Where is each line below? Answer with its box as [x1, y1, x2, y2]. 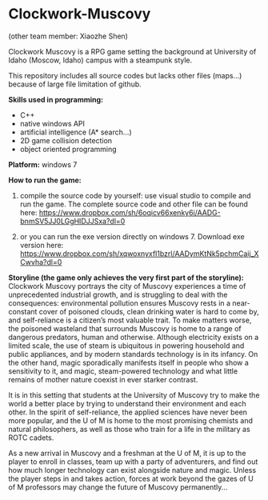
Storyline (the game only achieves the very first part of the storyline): [8, 273, 244, 282]
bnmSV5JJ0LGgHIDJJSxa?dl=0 [19, 216, 126, 226]
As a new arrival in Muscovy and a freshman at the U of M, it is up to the [8, 448, 246, 458]
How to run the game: [8, 175, 82, 185]
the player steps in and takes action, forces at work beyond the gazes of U [8, 474, 254, 483]
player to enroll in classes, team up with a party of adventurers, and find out [8, 457, 258, 466]
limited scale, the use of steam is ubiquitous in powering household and [8, 341, 245, 350]
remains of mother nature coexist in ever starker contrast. [8, 374, 198, 384]
